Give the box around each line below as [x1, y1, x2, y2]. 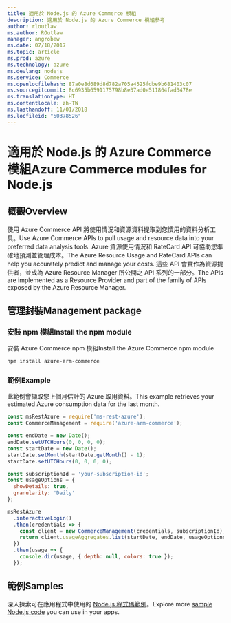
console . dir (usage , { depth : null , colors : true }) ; [19, 553, 174, 560]
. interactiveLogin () [13, 514, 72, 522]
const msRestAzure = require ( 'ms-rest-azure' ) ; [7, 414, 146, 421]
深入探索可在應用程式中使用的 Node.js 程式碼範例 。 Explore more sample [7, 600, 213, 608]
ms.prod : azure [7, 55, 51, 62]
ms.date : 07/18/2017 [7, 42, 67, 49]
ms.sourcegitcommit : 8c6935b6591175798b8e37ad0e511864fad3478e [7, 87, 192, 94]
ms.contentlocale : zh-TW [7, 100, 78, 107]
